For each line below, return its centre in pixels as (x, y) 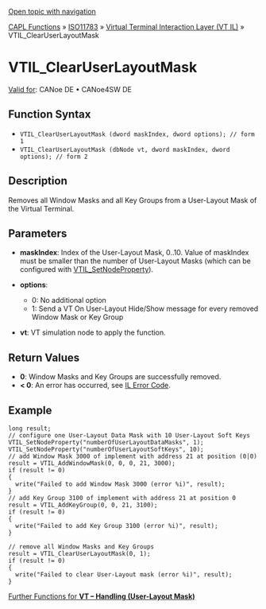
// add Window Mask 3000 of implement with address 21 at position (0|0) (133, 456)
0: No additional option (69, 301)
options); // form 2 (54, 157)
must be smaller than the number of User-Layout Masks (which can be (135, 261)
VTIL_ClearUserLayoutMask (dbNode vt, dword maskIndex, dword (125, 149)
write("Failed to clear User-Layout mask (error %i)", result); (124, 575)
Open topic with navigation (52, 12)
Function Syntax (50, 114)
